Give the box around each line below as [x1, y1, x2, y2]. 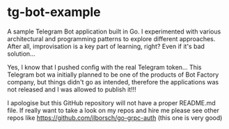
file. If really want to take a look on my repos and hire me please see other [7, 106, 220, 114]
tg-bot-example [7, 4, 101, 20]
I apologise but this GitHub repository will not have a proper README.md [7, 98, 216, 107]
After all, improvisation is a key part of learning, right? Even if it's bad [7, 42, 205, 50]
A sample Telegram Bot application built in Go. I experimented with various [7, 27, 221, 36]
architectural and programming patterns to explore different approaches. [7, 34, 216, 43]
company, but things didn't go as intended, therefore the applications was [7, 77, 219, 86]
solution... [7, 50, 36, 58]
